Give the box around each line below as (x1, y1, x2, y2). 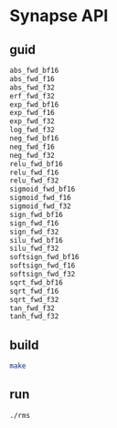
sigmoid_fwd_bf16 (9, 184, 76, 194)
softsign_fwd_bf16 (9, 253, 80, 262)
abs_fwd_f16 (9, 74, 55, 83)
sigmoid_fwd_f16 (9, 193, 71, 203)
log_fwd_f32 (9, 125, 55, 135)
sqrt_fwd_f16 (9, 287, 59, 296)
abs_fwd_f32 (9, 83, 55, 92)
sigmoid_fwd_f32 (9, 202, 71, 211)
